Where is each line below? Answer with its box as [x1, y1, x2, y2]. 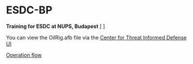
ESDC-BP [6, 3, 53, 17]
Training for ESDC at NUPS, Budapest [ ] [6, 23, 105, 30]
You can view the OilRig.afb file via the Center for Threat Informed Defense [6, 34, 187, 41]
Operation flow [6, 51, 42, 58]
